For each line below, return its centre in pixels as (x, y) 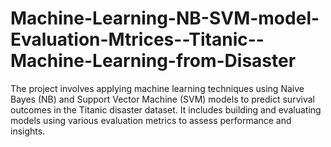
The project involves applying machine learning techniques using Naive (157, 88)
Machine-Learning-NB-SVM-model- (165, 18)
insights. (28, 131)
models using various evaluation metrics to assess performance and (151, 120)
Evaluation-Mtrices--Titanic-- (137, 39)
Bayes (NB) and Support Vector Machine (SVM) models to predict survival (162, 99)
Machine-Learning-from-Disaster (153, 61)
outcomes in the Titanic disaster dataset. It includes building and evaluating (166, 109)
